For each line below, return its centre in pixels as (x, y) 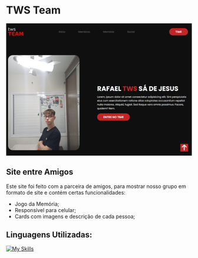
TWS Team (33, 10)
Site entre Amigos (40, 172)
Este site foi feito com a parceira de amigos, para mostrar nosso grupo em (96, 186)
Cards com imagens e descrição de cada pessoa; (75, 216)
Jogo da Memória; (37, 204)
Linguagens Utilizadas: (49, 235)
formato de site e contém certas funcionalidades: (66, 192)
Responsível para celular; (45, 210)
